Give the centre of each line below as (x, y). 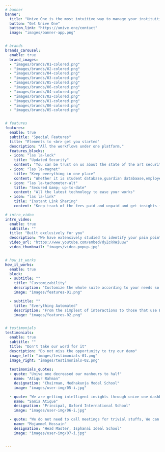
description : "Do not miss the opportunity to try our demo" (73, 351)
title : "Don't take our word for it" (48, 346)
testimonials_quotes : (32, 370)
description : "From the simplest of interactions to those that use (85, 310)
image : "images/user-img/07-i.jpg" (50, 433)
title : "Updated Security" (41, 160)
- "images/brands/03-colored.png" (45, 78)
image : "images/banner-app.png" (43, 33)
